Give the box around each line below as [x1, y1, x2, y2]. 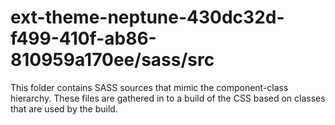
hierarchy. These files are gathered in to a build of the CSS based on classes [10, 92, 326, 104]
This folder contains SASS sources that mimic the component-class [10, 81, 289, 93]
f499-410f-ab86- [10, 27, 157, 50]
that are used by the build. [10, 102, 118, 115]
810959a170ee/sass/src [10, 49, 215, 71]
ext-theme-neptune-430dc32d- [10, 6, 285, 29]
